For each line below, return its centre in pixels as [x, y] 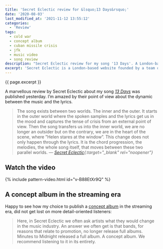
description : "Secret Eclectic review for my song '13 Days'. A [71, 64]
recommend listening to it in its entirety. [56, 241]
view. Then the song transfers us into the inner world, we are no [81, 126]
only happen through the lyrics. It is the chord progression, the [79, 142]
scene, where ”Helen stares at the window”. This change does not [83, 137]
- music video [24, 55]
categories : [17, 23]
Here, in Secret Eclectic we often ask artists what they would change [86, 221]
